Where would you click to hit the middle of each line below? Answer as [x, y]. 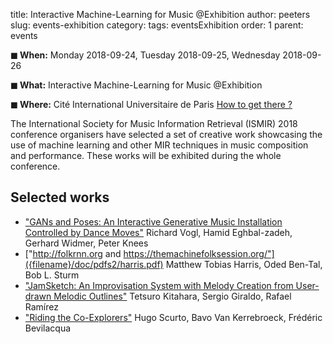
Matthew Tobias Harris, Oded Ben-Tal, [244, 264]
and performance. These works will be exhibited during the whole [146, 155]
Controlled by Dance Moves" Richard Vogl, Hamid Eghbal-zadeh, [158, 232]
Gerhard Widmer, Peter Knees [86, 243]
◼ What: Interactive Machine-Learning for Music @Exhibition [136, 85]
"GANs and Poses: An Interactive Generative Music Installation [153, 221]
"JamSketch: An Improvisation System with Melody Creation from [159, 285]
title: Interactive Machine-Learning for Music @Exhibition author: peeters [160, 14]
